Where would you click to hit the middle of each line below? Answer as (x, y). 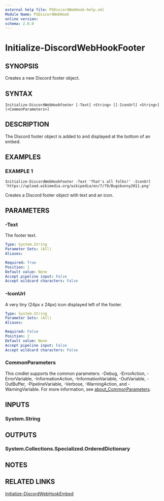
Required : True (21, 263)
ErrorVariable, (19, 378)
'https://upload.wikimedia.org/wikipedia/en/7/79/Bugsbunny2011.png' (78, 186)
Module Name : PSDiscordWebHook (37, 14)
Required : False (22, 332)
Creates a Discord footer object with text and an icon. (59, 195)
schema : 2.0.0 (20, 23)
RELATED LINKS (30, 482)
